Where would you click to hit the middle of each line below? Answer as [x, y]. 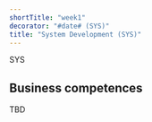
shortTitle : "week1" [48, 17]
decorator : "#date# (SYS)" [59, 26]
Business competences [76, 87]
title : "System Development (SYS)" [76, 34]
